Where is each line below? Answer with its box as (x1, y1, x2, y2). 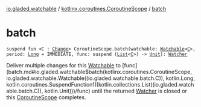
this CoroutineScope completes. (6, 93, 86, 101)
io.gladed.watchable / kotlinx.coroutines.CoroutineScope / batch (6, 5, 167, 12)
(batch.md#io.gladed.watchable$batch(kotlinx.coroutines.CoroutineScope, (6, 68, 192, 75)
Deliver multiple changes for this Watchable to (6, 61, 121, 69)
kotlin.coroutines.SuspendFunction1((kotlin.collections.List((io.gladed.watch (6, 81, 194, 88)
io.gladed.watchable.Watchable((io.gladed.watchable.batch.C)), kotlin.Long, (6, 75, 195, 82)
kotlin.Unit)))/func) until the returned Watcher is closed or (44, 87, 187, 94)
